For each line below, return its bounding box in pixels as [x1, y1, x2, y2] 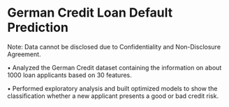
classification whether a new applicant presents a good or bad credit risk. [7, 92, 219, 100]
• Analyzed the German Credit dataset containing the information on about [7, 63, 222, 72]
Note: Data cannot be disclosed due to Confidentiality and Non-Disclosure [7, 42, 221, 51]
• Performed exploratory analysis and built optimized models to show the [7, 84, 218, 92]
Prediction [7, 19, 68, 35]
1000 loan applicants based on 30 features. [7, 71, 133, 79]
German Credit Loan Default [7, 5, 173, 21]
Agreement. [7, 50, 41, 58]
